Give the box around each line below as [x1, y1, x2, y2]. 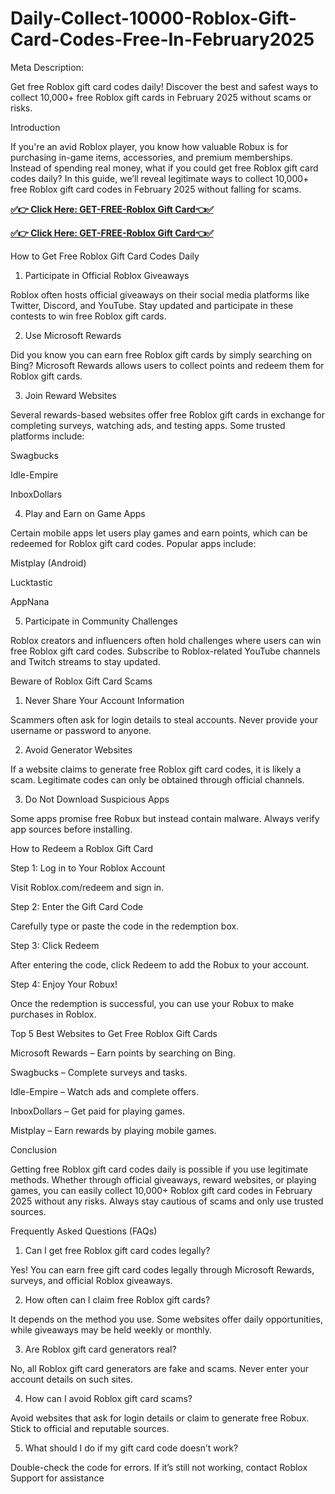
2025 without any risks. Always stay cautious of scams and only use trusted [10, 1195, 324, 1207]
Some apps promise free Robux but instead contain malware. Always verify [10, 812, 320, 824]
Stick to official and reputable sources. [10, 1422, 170, 1434]
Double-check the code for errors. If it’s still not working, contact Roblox [10, 1461, 308, 1473]
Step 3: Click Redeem [10, 939, 100, 951]
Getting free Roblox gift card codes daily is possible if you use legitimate [10, 1163, 309, 1175]
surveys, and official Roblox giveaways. [10, 1274, 173, 1286]
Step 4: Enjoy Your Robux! [10, 978, 118, 990]
